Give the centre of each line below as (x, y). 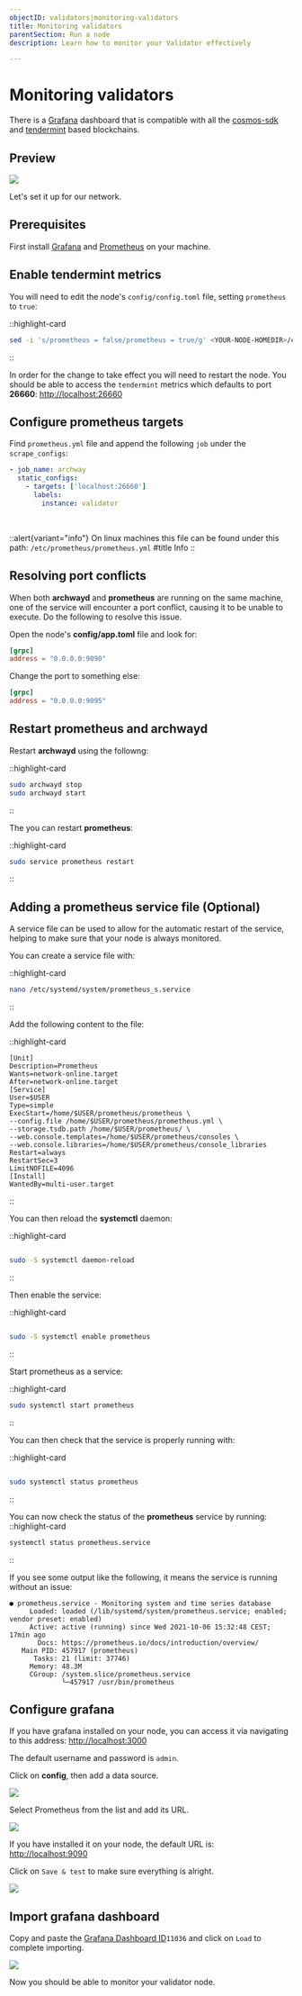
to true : (23, 306)
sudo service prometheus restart (72, 862)
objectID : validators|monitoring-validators (94, 18)
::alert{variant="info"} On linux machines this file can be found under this (144, 537)
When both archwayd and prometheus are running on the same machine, (147, 597)
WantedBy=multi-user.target (62, 1185)
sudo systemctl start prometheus (72, 1405)
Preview (33, 158)
